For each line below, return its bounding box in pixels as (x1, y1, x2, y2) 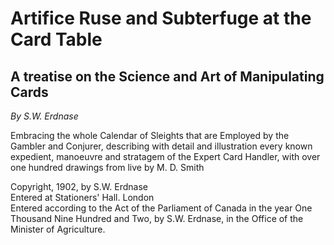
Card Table (10, 28, 103, 51)
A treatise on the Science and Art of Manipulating (10, 68, 325, 85)
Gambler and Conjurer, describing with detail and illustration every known (10, 140, 313, 152)
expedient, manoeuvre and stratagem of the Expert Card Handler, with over (10, 151, 321, 162)
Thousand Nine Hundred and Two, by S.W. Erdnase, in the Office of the (10, 213, 304, 224)
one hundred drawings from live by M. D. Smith (10, 162, 205, 173)
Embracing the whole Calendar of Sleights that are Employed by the (10, 130, 290, 141)
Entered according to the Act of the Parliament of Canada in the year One (10, 202, 313, 214)
